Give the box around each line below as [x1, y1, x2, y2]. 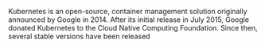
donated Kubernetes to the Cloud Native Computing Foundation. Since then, [8, 23, 258, 32]
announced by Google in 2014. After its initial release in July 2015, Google [8, 15, 249, 24]
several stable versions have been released [8, 31, 150, 41]
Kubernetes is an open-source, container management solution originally [8, 7, 248, 16]
